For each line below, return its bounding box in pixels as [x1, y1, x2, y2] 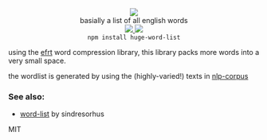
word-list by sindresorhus [19, 109, 105, 119]
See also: [8, 91, 45, 102]
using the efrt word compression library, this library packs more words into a [8, 48, 260, 56]
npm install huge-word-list [87, 33, 181, 41]
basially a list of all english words [79, 16, 189, 25]
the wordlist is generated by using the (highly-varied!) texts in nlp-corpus [8, 72, 249, 80]
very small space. [8, 56, 66, 65]
